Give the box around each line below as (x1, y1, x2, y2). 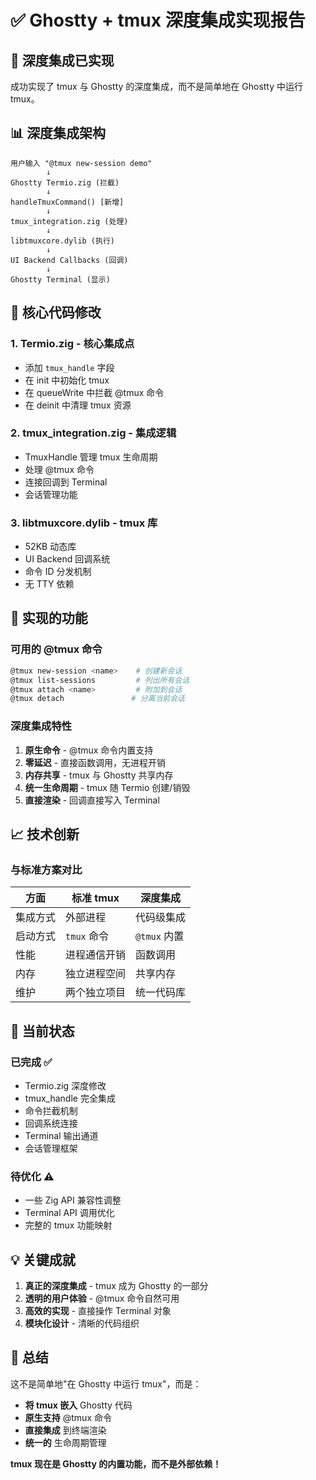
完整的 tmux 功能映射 (24, 1219, 113, 1231)
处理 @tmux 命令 (24, 463, 95, 475)
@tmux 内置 (135, 929, 185, 943)
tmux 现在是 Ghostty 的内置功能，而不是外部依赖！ (10, 1457, 222, 1470)
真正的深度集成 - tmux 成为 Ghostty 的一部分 (24, 1280, 209, 1292)
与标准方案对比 (10, 862, 83, 876)
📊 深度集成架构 (10, 125, 107, 142)
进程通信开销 (65, 948, 127, 962)
